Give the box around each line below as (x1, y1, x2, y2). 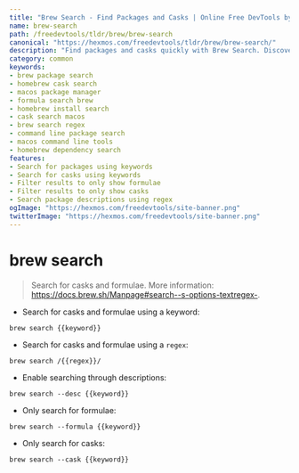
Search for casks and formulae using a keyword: (21, 306, 200, 317)
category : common (9, 54, 74, 63)
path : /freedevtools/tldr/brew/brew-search (9, 29, 174, 38)
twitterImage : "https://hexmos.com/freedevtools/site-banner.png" (9, 211, 261, 221)
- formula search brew (9, 95, 93, 105)
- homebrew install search (9, 104, 109, 113)
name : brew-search (9, 21, 77, 30)
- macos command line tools (9, 137, 114, 146)
